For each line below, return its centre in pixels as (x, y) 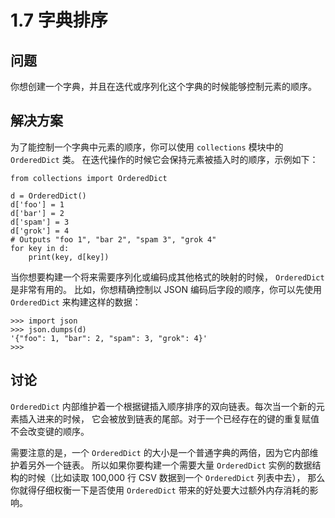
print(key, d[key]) (69, 257)
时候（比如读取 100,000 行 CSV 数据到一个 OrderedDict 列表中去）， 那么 (176, 477)
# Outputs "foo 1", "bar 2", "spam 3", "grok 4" (113, 239)
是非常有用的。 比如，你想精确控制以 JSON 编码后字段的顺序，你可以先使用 (166, 289)
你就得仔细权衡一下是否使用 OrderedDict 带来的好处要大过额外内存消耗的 (160, 490)
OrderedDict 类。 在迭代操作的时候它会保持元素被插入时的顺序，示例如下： (164, 159)
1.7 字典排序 (59, 20)
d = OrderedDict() (48, 196)
